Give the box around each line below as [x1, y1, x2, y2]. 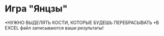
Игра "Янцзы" [5, 3, 68, 14]
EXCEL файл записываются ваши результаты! [5, 24, 104, 30]
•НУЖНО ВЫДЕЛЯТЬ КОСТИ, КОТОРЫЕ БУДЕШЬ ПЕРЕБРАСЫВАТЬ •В [5, 19, 159, 25]
